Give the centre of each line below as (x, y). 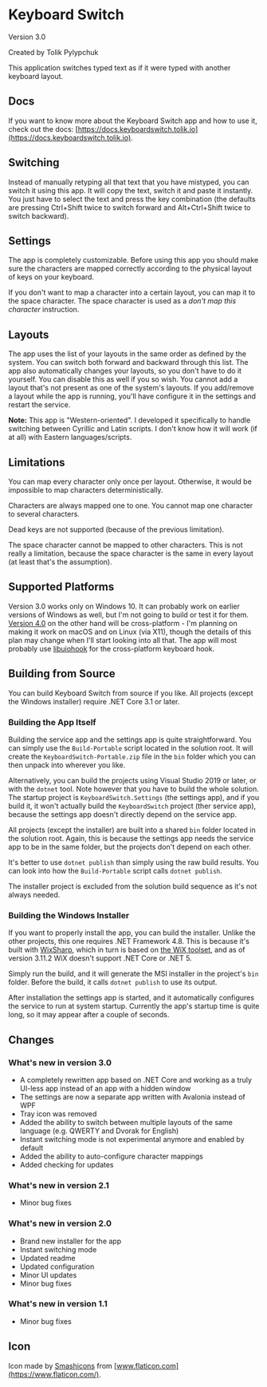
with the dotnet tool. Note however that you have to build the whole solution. (133, 789)
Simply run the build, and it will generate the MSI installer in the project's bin (133, 974)
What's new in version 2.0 (60, 1223)
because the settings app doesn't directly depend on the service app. (123, 814)
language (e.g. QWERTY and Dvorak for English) (99, 1131)
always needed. (34, 894)
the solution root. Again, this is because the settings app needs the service (131, 838)
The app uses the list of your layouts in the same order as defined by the (128, 354)
